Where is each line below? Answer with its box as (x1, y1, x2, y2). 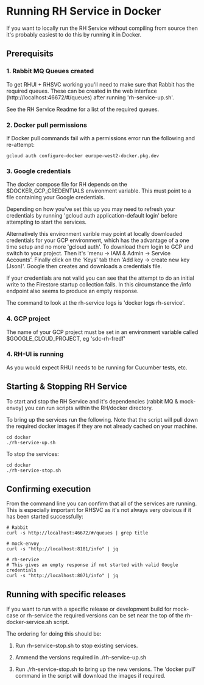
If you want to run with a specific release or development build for (6, 605, 172, 613)
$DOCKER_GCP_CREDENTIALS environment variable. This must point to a (6, 187, 192, 194)
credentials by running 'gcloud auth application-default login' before (6, 212, 178, 219)
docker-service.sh (6, 619, 52, 626)
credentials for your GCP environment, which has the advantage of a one (6, 236, 190, 244)
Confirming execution (6, 484, 91, 494)
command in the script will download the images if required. (15, 672, 166, 680)
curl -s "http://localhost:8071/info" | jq (6, 573, 119, 579)
